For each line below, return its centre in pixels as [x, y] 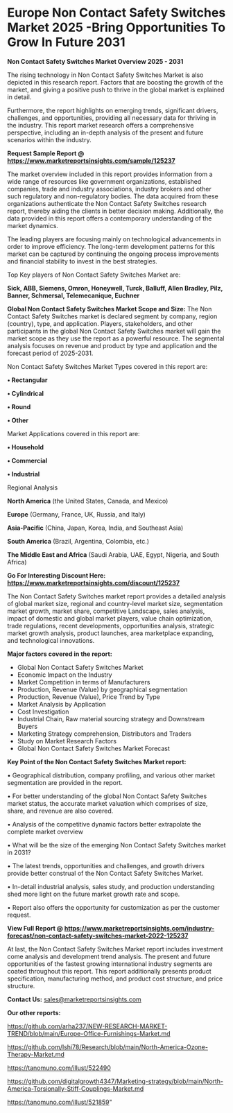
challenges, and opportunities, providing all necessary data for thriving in [112, 118]
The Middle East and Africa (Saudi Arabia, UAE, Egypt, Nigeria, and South [113, 554]
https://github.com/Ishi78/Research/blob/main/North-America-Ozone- [107, 1047]
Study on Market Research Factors [67, 741]
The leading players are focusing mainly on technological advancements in [114, 239]
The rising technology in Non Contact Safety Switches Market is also [105, 75]
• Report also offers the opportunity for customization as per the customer [113, 907]
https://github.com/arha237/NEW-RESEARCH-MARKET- [87, 1026]
